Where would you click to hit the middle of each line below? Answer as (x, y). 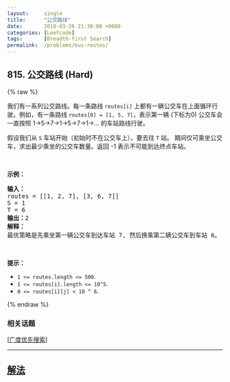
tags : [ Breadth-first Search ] (59, 39)
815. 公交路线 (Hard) (50, 75)
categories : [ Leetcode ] (41, 33)
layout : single (35, 13)
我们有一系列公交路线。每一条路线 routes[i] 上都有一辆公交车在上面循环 (110, 106)
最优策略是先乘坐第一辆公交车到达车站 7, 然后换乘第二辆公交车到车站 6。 (114, 235)
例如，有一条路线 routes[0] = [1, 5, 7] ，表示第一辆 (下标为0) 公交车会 (121, 115)
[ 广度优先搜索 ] (27, 339)
